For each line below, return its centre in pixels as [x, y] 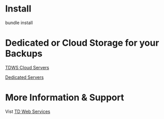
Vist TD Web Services [28, 111]
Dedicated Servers [25, 77]
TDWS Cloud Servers [27, 67]
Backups [24, 54]
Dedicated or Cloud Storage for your [82, 43]
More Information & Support [65, 98]
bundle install [19, 23]
